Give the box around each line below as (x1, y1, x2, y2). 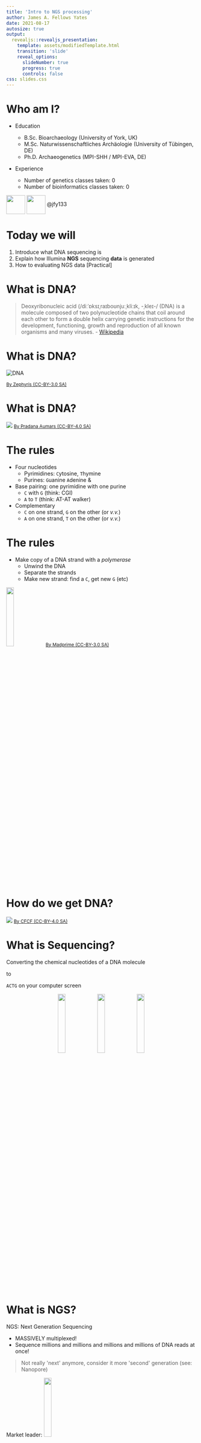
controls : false (22, 71, 63, 77)
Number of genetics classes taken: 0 (23, 177, 116, 184)
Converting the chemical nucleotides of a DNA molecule (6, 958, 146, 965)
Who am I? (6, 102, 60, 116)
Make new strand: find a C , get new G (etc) (23, 575, 128, 582)
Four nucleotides (14, 463, 57, 470)
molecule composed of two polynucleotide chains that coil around (20, 309, 185, 316)
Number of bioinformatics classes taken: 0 (23, 183, 129, 190)
